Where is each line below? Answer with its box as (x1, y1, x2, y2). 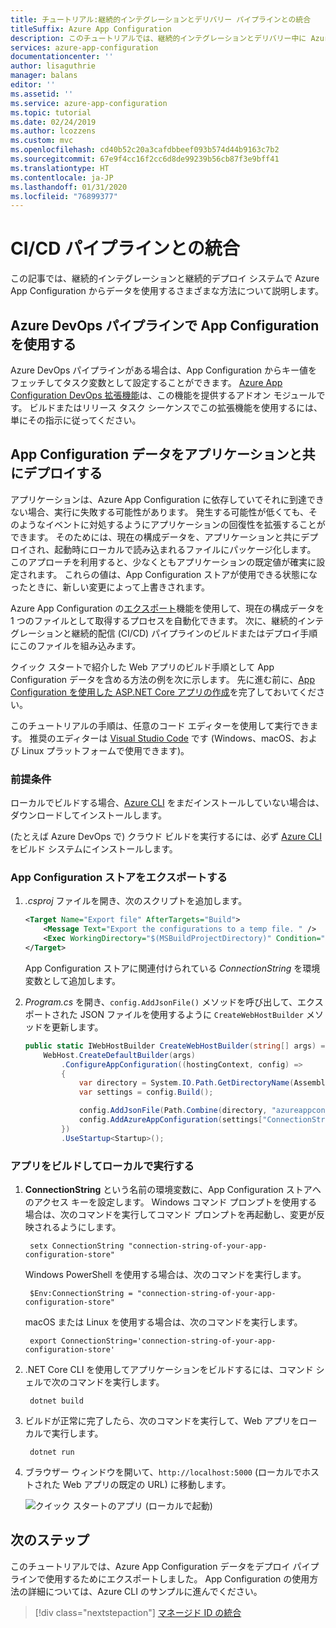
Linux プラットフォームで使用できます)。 (21, 744, 190, 756)
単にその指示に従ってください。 (10, 414, 142, 426)
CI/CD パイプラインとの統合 (10, 237, 240, 260)
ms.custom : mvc (10, 136, 74, 146)
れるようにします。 (42, 1221, 122, 1233)
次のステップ (10, 1532, 90, 1549)
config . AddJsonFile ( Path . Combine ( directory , (78, 1106, 268, 1116)
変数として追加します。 (24, 974, 121, 986)
